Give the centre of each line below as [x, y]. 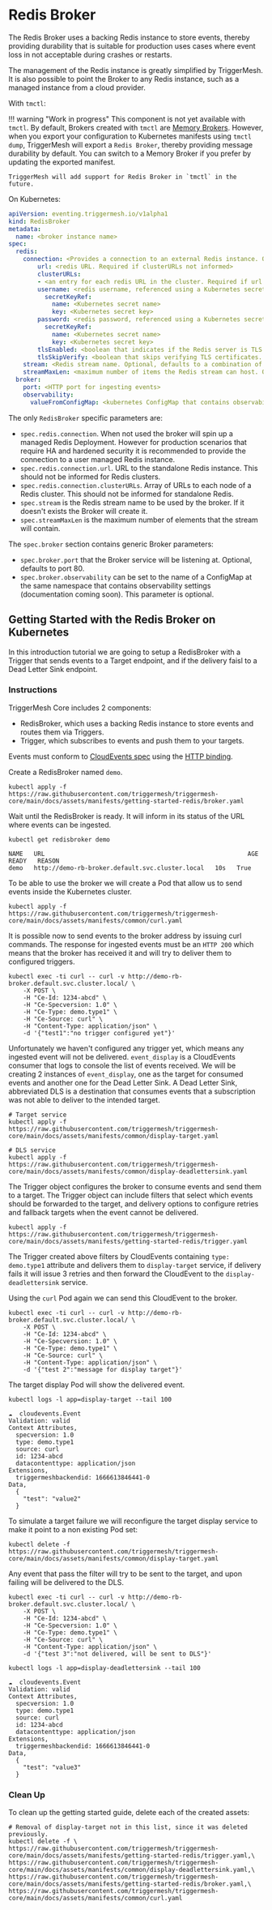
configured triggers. [42, 961]
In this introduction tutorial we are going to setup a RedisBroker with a [125, 652]
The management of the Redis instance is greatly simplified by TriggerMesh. [136, 70]
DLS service [36, 1150]
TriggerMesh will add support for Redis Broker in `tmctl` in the [123, 177]
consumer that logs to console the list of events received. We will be [122, 1065]
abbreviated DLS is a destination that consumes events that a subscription [132, 1091]
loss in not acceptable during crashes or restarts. [90, 54]
